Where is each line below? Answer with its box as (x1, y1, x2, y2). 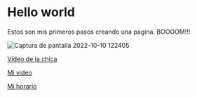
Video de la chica (7, 54, 57, 63)
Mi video (7, 68, 33, 77)
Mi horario (7, 82, 37, 90)
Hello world (7, 4, 76, 20)
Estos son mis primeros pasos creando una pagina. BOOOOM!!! (7, 27, 191, 36)
